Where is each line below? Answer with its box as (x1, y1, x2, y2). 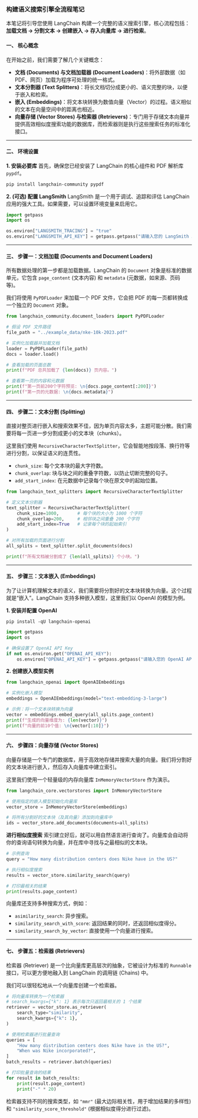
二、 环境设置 (6, 148, 39, 155)
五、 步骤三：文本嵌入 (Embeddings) (6, 573, 96, 580)
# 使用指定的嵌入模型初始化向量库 (6, 798, 78, 804)
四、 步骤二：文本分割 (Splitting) (6, 408, 85, 415)
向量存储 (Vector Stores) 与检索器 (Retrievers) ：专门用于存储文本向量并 (14, 113, 190, 120)
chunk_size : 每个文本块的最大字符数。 (14, 462, 107, 469)
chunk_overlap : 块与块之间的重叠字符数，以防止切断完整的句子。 (14, 470, 171, 477)
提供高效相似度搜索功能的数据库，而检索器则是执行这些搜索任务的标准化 (14, 120, 190, 128)
